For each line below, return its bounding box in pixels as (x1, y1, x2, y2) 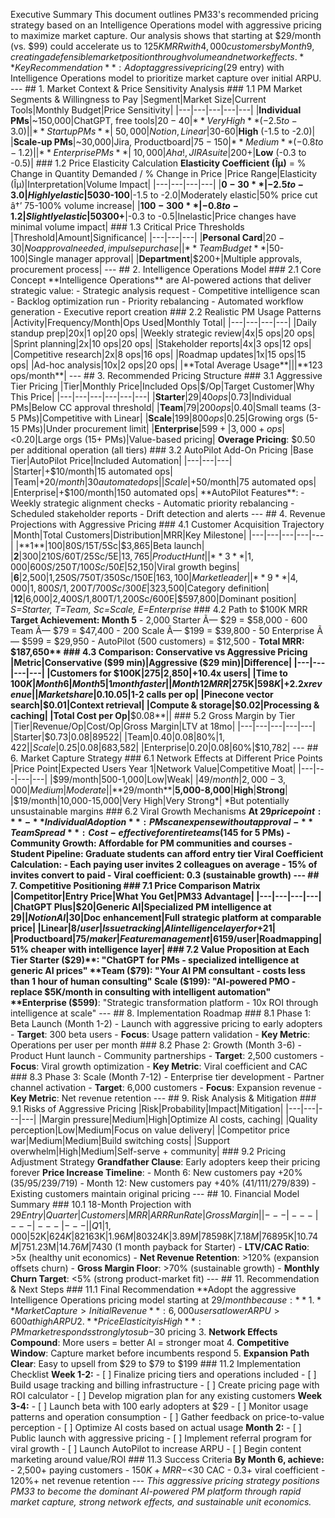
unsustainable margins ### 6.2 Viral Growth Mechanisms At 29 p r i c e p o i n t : (10, 805, 322, 817)
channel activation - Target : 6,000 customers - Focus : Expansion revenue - (10, 1082, 323, 1093)
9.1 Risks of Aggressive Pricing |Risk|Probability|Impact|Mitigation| (10, 1103, 284, 1114)
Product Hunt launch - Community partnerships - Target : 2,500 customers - (10, 1050, 325, 1061)
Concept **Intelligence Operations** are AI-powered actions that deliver (10, 274, 312, 286)
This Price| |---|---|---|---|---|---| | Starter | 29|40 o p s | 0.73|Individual (10, 391, 292, 403)
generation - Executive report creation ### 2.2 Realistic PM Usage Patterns (10, 306, 322, 318)
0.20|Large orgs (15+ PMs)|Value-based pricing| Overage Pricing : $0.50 (16, 434, 316, 445)
